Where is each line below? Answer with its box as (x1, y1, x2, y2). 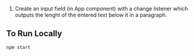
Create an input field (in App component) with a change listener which (14, 5, 189, 12)
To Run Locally (6, 29, 62, 39)
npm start (6, 44, 31, 50)
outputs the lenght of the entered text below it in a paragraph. (14, 11, 168, 18)
